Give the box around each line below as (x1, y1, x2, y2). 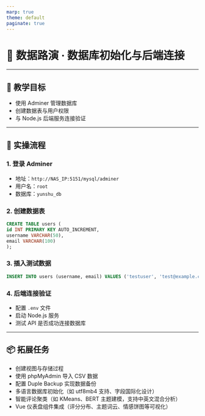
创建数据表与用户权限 (15, 107, 69, 115)
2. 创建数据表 (6, 207, 45, 215)
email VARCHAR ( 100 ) (6, 238, 56, 244)
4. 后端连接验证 (6, 289, 52, 298)
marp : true (6, 9, 34, 15)
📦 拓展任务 (6, 345, 50, 355)
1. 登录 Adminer (6, 160, 53, 168)
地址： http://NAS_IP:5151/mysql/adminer (15, 174, 119, 182)
